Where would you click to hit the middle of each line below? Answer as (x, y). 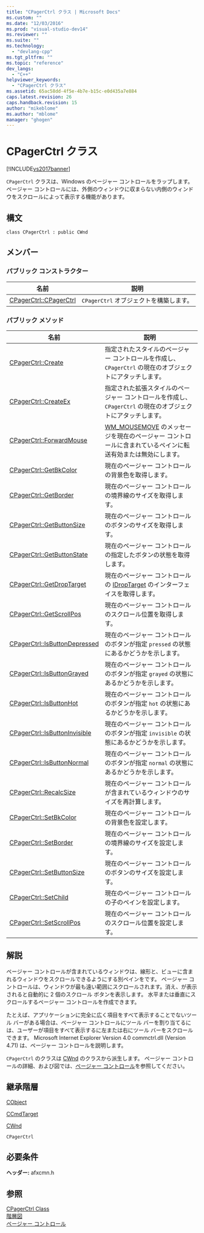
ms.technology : (25, 46)
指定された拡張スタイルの (141, 388)
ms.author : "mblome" (32, 114)
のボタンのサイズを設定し (141, 872)
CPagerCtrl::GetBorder (42, 495)
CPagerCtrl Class (28, 1209)
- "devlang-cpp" (32, 52)
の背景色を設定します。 (138, 822)
